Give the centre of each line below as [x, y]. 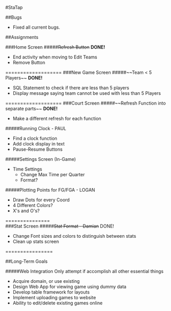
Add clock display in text [39, 144]
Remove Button [29, 63]
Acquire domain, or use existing [46, 281]
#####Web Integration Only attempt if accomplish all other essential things [84, 271]
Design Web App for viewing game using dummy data [69, 287]
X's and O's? [26, 211]
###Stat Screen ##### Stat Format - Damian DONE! [60, 226]
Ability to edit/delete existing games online [58, 303]
